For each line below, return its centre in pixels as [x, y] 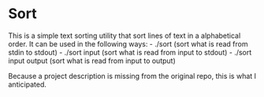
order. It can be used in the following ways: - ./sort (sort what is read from [128, 43]
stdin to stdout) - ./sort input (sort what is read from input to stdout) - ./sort [130, 52]
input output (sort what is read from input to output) [92, 61]
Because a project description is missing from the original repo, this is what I [132, 76]
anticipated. [28, 84]
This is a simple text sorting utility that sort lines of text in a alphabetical [125, 35]
